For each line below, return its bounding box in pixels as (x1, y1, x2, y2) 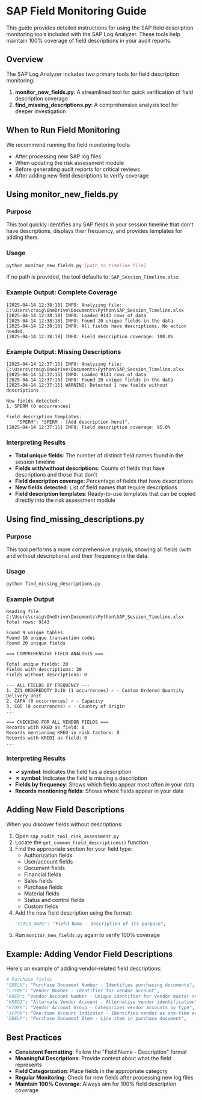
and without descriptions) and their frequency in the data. (6, 552, 149, 559)
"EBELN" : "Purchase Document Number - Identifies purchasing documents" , (6, 982, 195, 988)
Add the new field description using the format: (14, 909, 132, 916)
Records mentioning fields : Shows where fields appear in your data (14, 787, 184, 794)
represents (14, 1061, 42, 1069)
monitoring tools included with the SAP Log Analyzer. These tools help (6, 30, 180, 37)
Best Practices (6, 1032, 62, 1042)
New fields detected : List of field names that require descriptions (14, 484, 177, 491)
